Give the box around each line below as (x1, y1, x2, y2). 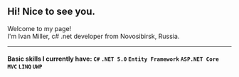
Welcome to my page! (7, 24, 72, 32)
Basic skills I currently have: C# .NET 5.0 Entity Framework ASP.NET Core (7, 54, 219, 63)
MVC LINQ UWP (7, 64, 43, 71)
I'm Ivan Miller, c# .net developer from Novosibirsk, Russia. (7, 32, 180, 40)
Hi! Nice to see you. (7, 6, 96, 18)
